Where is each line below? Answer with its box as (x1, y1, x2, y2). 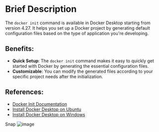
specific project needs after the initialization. (12, 73, 103, 80)
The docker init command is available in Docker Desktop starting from (5, 20, 151, 26)
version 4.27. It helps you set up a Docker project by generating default (5, 25, 150, 31)
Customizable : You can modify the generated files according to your (12, 68, 153, 74)
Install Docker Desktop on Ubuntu (12, 106, 82, 112)
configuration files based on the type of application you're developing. (5, 30, 149, 36)
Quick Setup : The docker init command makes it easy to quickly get (12, 58, 155, 64)
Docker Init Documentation (12, 101, 67, 107)
